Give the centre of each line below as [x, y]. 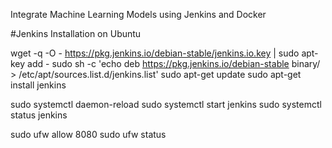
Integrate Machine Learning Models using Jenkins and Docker [138, 14]
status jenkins [39, 115]
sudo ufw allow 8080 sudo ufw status [88, 134]
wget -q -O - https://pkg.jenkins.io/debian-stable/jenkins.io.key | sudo [155, 53]
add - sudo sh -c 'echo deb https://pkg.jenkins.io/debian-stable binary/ [174, 63]
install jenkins [38, 85]
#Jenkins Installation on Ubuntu [76, 33]
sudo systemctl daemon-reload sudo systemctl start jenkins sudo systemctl [166, 104]
